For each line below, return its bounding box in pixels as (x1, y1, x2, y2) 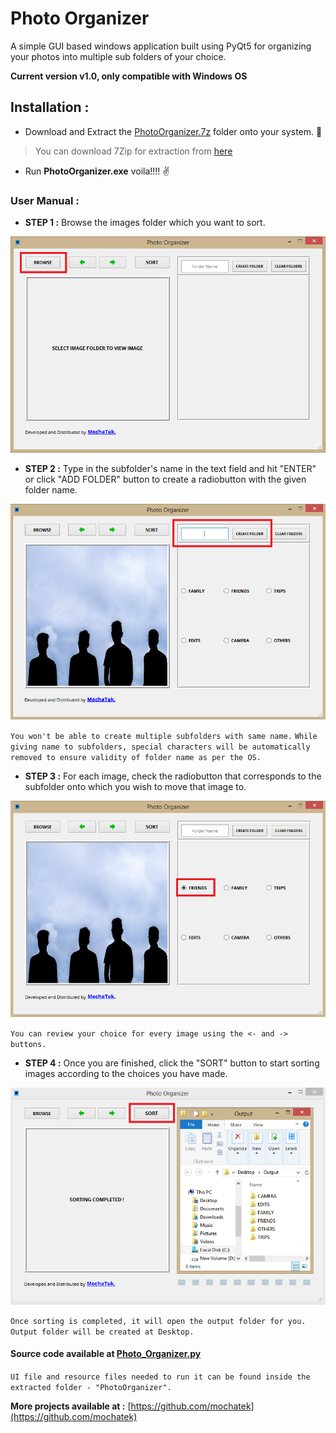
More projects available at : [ (10, 1400, 132, 1412)
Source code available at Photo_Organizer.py (10, 1348, 202, 1360)
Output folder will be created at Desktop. (10, 1327, 195, 1337)
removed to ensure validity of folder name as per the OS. (10, 753, 262, 763)
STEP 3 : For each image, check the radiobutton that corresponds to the (24, 770, 322, 782)
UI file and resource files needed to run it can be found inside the (10, 1372, 311, 1382)
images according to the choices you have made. (24, 1067, 228, 1079)
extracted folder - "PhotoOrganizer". (10, 1382, 172, 1392)
